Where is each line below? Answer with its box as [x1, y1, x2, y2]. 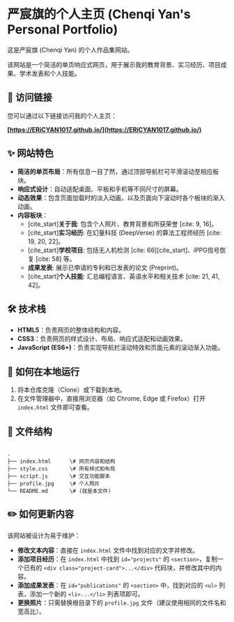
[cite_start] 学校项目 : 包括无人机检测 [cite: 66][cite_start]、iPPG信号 [27, 246, 220, 254]
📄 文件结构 [7, 425, 52, 437]
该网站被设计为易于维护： [7, 531, 81, 540]
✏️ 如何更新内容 [7, 508, 75, 520]
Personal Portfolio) [7, 22, 118, 38]
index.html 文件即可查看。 [17, 403, 94, 412]
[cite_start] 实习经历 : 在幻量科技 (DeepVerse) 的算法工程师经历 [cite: [27, 228, 221, 237]
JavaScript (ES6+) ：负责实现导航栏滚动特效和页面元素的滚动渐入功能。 [17, 343, 224, 352]
